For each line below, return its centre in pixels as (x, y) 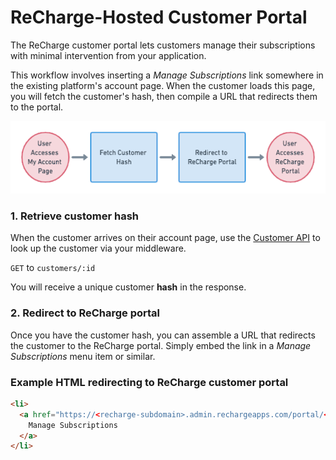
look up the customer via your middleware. (98, 248)
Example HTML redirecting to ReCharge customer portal (149, 382)
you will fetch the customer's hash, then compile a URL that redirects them (164, 96)
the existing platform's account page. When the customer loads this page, (163, 85)
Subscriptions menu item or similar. (83, 356)
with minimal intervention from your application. (108, 55)
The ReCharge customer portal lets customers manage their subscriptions (163, 45)
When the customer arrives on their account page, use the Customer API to (165, 238)
